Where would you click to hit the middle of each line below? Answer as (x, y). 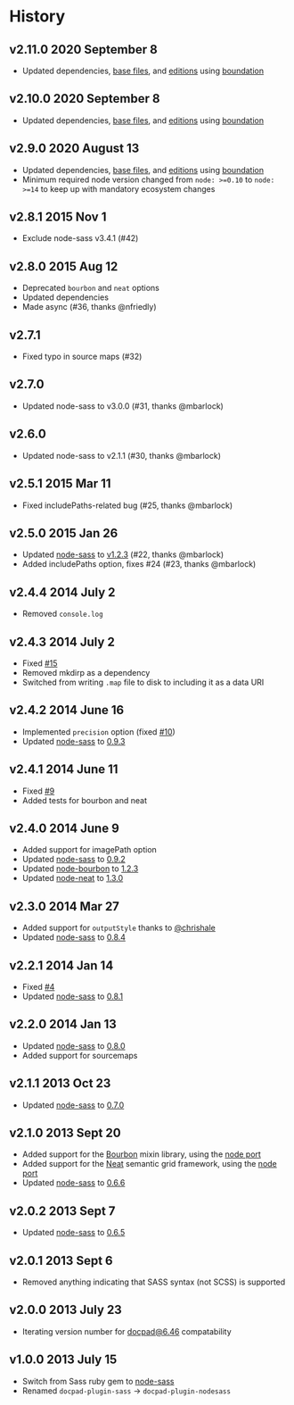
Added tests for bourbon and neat (84, 800)
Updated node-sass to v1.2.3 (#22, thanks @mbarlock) (123, 554)
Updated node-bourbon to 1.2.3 (80, 869)
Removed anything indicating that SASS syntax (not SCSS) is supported (154, 1282)
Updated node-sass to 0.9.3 (73, 741)
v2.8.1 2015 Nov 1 (58, 217)
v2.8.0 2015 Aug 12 (64, 266)
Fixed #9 (38, 791)
